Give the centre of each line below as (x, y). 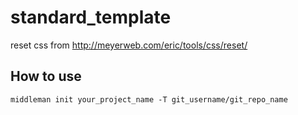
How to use (46, 76)
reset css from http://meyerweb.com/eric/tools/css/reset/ (129, 45)
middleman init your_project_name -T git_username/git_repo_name (149, 99)
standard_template (91, 17)
